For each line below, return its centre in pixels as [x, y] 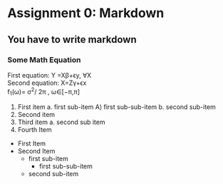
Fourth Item [35, 130]
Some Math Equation [44, 60]
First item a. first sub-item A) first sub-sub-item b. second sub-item [116, 107]
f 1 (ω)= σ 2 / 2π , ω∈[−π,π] [44, 92]
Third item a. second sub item [61, 122]
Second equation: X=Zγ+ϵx [47, 83]
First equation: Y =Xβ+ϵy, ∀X [50, 75]
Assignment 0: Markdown [86, 13]
